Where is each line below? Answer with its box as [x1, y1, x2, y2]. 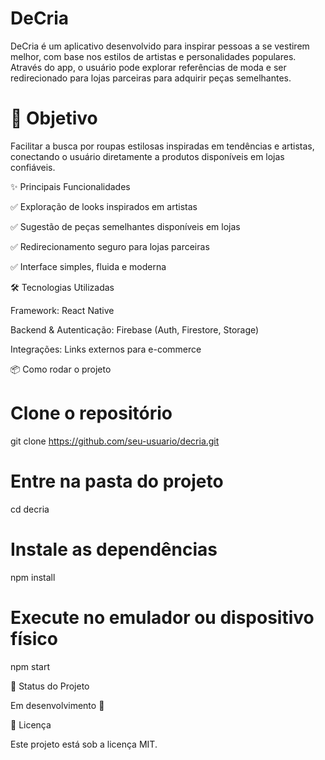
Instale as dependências [10, 538, 218, 561]
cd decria [10, 503, 50, 515]
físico [10, 627, 58, 650]
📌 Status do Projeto [10, 680, 90, 692]
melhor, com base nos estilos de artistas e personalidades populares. [10, 50, 297, 62]
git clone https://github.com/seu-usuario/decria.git [10, 435, 220, 447]
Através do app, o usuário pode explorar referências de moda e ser [10, 61, 287, 73]
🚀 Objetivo [10, 107, 98, 130]
